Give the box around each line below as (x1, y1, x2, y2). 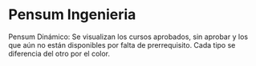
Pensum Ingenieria (8, 6, 136, 24)
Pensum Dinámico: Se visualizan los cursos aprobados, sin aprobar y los (8, 32, 249, 41)
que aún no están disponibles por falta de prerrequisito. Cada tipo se (8, 40, 236, 49)
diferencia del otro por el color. (8, 49, 111, 58)
